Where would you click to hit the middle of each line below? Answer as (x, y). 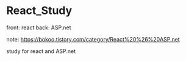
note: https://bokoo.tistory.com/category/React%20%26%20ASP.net (93, 39)
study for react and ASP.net (41, 51)
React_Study (39, 11)
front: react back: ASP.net (39, 27)
